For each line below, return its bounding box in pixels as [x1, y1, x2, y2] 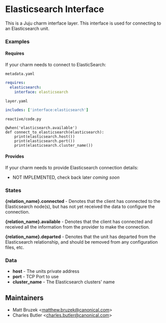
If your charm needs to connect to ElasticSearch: [5, 62, 106, 68]
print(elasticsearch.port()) [14, 138, 75, 144]
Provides [5, 153, 24, 159]
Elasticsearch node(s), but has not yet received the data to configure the [5, 203, 155, 209]
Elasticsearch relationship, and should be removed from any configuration [5, 239, 158, 245]
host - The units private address [12, 268, 80, 274]
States [5, 187, 22, 194]
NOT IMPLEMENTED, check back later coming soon [12, 174, 120, 180]
